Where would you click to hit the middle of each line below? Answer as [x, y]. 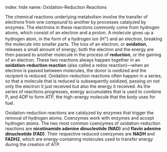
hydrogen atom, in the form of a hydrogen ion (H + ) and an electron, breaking [84, 38]
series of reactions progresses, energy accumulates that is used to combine [83, 91]
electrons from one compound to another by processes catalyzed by [76, 22]
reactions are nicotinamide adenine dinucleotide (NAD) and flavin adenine [83, 129]
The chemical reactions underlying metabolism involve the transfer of [77, 17]
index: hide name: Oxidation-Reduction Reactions [56, 7]
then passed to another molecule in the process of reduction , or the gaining [83, 55]
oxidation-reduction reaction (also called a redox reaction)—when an [77, 65]
